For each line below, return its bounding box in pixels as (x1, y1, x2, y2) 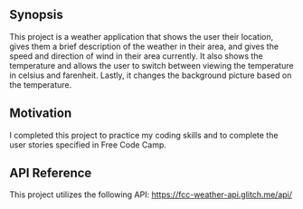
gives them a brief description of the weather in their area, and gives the (9, 41, 279, 52)
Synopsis (9, 7, 63, 23)
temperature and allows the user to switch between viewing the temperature (9, 60, 294, 71)
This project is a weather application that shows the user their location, (9, 31, 274, 42)
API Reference (9, 166, 92, 181)
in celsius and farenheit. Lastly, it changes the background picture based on (9, 70, 292, 81)
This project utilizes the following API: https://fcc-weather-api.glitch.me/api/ (9, 189, 292, 200)
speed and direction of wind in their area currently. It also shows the (9, 50, 264, 62)
